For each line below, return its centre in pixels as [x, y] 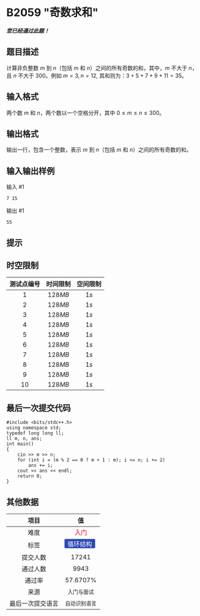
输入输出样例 [31, 171]
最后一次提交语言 [34, 604]
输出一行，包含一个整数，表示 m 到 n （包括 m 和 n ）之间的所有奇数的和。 [99, 150]
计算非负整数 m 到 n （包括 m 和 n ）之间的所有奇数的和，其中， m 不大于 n [99, 67]
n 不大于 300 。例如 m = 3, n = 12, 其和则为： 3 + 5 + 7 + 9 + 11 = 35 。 [100, 75]
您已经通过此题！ [28, 31]
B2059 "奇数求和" [53, 13]
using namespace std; [34, 428]
